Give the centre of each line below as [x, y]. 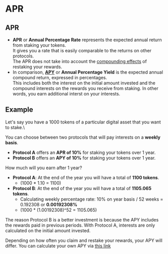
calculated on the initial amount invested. [48, 230]
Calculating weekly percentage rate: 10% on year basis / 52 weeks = [92, 199]
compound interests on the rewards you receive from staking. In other [85, 88]
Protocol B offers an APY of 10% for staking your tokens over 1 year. [84, 157]
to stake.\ [15, 127]
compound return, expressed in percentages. [60, 77]
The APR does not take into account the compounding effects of [80, 61]
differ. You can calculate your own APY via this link [58, 246]
